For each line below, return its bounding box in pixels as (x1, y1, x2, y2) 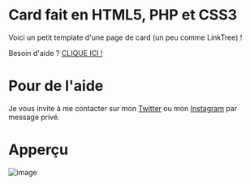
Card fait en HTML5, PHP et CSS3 (8, 6, 238, 24)
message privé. (8, 112, 60, 122)
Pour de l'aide (8, 77, 104, 95)
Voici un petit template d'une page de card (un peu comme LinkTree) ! (8, 32, 243, 42)
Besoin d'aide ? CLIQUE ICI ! (8, 48, 103, 58)
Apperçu (8, 140, 69, 159)
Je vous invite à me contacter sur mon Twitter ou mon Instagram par (8, 103, 238, 113)
